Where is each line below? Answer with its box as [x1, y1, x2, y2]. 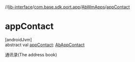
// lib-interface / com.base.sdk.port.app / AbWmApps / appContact [5, 4, 130, 10]
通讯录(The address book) [5, 51, 57, 57]
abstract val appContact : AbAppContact [5, 42, 85, 48]
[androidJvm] [5, 37, 32, 42]
